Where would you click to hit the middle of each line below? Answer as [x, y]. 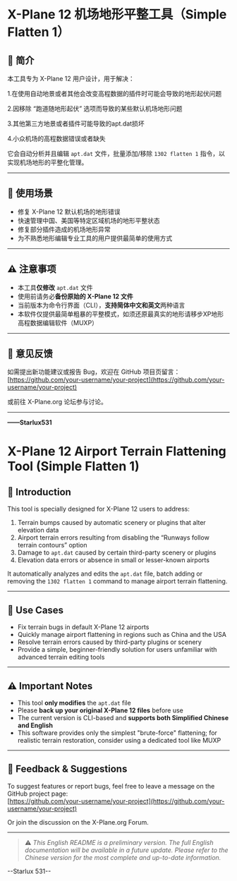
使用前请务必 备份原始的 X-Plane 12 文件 [75, 296]
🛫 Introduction [39, 492]
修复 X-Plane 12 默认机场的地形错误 [69, 212]
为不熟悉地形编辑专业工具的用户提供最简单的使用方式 [95, 238]
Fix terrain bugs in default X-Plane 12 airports [83, 627]
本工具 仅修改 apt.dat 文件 [55, 287]
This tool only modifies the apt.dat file [74, 703]
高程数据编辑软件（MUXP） [58, 322]
